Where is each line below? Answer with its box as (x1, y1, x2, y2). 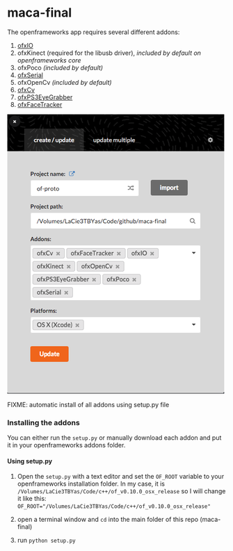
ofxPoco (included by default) (17, 63, 103, 72)
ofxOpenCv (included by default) (17, 78, 113, 86)
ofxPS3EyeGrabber (17, 92, 73, 101)
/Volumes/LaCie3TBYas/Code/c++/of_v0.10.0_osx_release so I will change (17, 487, 226, 495)
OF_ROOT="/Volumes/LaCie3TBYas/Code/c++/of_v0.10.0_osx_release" (17, 503, 211, 510)
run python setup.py (17, 536, 76, 545)
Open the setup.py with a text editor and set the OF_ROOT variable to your (17, 472, 225, 481)
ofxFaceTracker (17, 100, 63, 108)
